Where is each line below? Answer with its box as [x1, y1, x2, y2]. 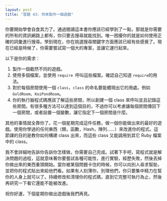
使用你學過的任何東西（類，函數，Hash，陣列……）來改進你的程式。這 [13, 126, 159, 132]
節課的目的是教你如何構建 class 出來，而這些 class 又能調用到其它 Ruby [5, 132, 152, 138]
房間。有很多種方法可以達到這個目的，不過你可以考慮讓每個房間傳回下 [16, 103, 161, 109]
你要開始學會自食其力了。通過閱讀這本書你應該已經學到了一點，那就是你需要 [5, 26, 162, 32]
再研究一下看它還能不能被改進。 [5, 180, 71, 186]
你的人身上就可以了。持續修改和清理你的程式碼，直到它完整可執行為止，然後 [5, 174, 162, 180]
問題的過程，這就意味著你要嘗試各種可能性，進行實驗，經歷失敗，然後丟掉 [9, 155, 162, 161]
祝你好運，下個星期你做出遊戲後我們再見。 [5, 191, 92, 197]
